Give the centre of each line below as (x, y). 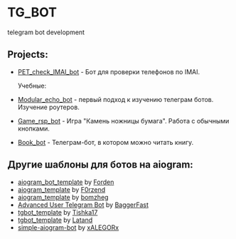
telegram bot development (46, 32)
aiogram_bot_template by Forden (66, 182)
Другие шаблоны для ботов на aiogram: (100, 165)
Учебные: (32, 86)
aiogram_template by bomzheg (63, 197)
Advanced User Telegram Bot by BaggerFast (83, 205)
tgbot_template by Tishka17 (58, 212)
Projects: (28, 55)
